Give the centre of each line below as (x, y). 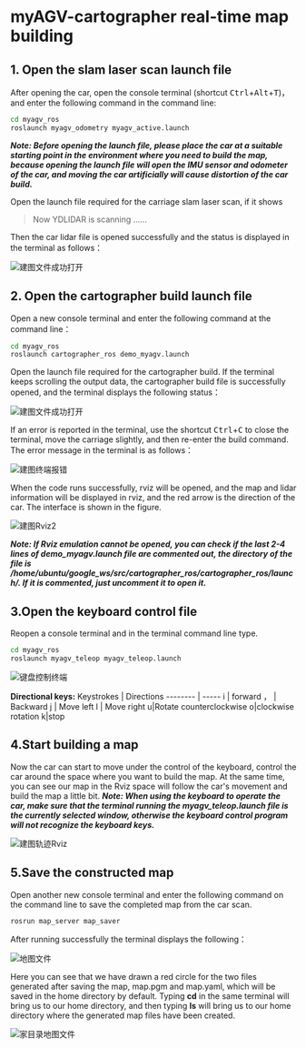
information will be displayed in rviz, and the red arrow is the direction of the (153, 498)
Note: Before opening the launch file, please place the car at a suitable (147, 145)
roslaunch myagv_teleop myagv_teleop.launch (96, 659)
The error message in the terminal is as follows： (102, 450)
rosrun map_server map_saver (65, 921)
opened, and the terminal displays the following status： (115, 392)
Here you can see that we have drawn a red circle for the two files (133, 977)
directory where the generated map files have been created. (123, 1015)
